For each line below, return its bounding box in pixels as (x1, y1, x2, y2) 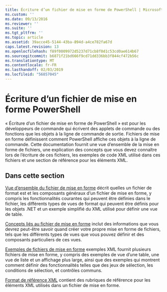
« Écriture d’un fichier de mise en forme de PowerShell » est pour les (5, 120, 146, 126)
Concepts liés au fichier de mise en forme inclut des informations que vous (5, 220, 159, 226)
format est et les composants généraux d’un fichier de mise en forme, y (5, 190, 152, 196)
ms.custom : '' (5, 12, 35, 17)
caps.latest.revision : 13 (5, 44, 59, 49)
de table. (5, 211, 23, 217)
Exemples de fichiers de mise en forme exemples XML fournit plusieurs (5, 246, 151, 252)
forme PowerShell (5, 104, 81, 115)
